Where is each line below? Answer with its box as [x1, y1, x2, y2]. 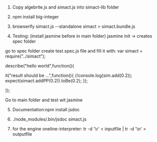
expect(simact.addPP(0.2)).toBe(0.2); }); [5, 78, 88, 83]
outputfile [12, 131, 32, 137]
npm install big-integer [12, 14, 59, 19]
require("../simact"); [5, 53, 46, 59]
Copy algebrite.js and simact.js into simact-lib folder [12, 4, 119, 10]
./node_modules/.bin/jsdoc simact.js [12, 116, 87, 122]
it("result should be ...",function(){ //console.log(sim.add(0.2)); [5, 72, 133, 78]
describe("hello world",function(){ [5, 63, 75, 69]
